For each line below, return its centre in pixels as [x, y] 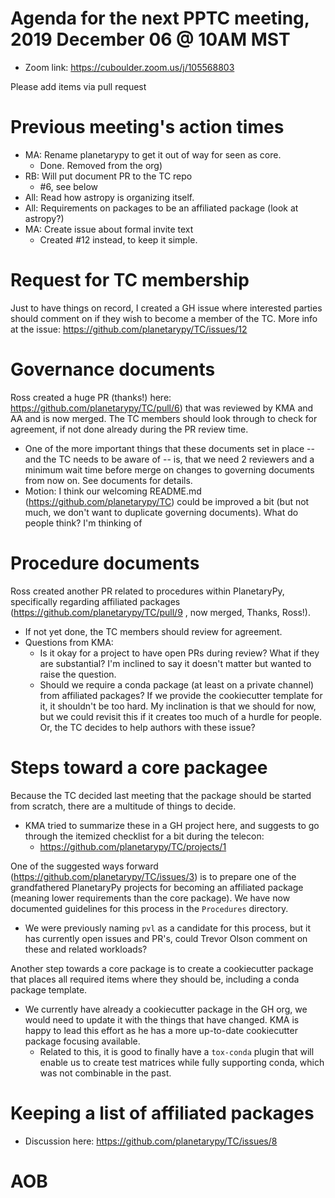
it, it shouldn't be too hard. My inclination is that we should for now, [178, 706]
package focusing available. [82, 1041]
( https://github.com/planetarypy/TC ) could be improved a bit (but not [167, 501]
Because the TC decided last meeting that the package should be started [161, 795]
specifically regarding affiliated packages [95, 601]
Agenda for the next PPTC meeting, [160, 18]
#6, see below [69, 186]
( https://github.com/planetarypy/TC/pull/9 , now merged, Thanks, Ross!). [160, 612]
